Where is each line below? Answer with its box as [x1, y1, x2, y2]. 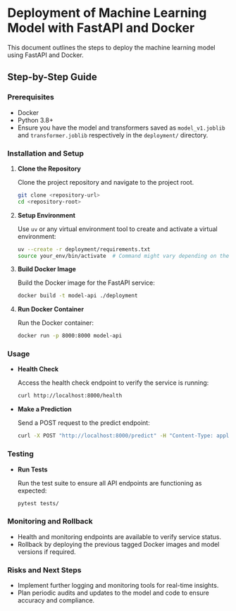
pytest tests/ [17, 500, 59, 507]
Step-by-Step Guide [7, 71, 97, 83]
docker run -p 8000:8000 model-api [17, 333, 123, 340]
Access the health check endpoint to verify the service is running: [17, 378, 209, 387]
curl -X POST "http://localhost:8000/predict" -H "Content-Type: [17, 432, 213, 440]
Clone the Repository [17, 164, 81, 173]
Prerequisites [7, 92, 54, 102]
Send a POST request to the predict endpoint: [17, 419, 150, 427]
